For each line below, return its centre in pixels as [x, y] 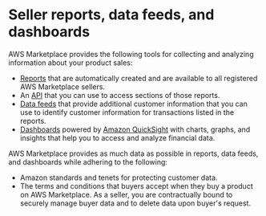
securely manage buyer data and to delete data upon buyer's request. [135, 203]
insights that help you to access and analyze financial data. [117, 137]
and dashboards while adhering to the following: [88, 161]
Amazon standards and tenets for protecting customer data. [119, 177]
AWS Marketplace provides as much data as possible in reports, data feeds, [133, 153]
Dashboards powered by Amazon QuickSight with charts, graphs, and [135, 129]
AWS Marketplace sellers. [62, 87]
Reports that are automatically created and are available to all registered [139, 78]
